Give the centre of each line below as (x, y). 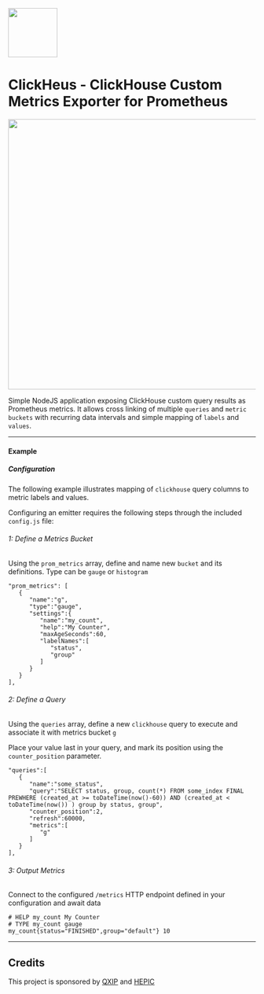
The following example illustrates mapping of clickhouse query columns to (128, 489)
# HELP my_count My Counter (54, 918)
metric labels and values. (49, 497)
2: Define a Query (37, 700)
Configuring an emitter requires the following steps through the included (125, 512)
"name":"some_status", (66, 784)
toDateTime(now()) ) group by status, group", (86, 804)
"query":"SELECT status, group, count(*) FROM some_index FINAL (136, 791)
